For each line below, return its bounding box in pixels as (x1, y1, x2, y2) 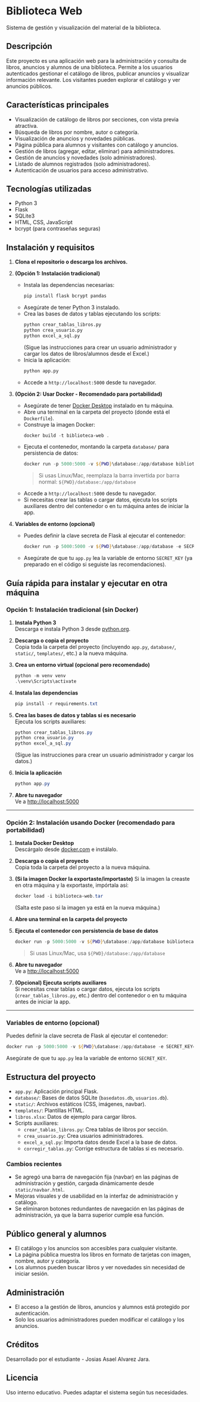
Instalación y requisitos (6, 242, 95, 252)
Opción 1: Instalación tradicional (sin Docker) (6, 605, 139, 614)
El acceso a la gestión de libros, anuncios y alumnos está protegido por (14, 1303, 190, 1310)
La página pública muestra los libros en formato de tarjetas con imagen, (14, 1251, 192, 1259)
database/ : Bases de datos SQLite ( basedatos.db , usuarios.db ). (14, 1094, 168, 1101)
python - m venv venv (14, 672, 66, 679)
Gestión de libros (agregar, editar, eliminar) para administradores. (14, 148, 175, 155)
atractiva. (14, 122, 39, 129)
